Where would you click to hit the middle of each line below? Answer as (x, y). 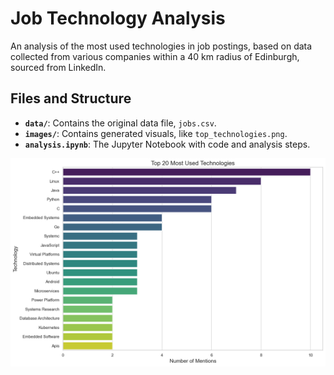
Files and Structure (71, 98)
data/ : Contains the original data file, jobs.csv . (120, 123)
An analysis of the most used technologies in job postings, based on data (161, 46)
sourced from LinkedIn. (58, 67)
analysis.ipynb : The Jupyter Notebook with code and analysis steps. (167, 144)
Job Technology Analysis (118, 18)
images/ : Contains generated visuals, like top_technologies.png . (156, 133)
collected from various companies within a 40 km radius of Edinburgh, (155, 56)
